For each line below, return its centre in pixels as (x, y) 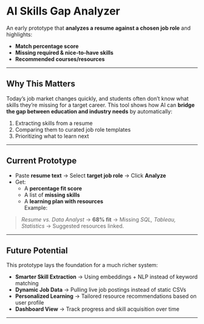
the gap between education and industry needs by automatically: (90, 111)
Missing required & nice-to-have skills (64, 52)
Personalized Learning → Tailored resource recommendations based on (106, 296)
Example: (36, 208)
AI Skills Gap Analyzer (63, 11)
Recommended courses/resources (60, 59)
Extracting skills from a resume (54, 123)
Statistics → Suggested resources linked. (73, 226)
